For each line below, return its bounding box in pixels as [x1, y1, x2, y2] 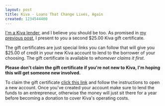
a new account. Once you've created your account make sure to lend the [5, 85, 155, 91]
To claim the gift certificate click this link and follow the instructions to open [5, 79, 160, 85]
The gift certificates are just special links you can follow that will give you [5, 45, 155, 51]
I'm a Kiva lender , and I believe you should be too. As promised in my [5, 30, 147, 36]
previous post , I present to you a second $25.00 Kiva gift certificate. [5, 35, 145, 41]
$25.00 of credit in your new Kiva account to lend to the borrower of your [5, 50, 156, 56]
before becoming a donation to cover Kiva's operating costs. [5, 95, 129, 101]
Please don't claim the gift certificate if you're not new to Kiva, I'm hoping [5, 65, 161, 71]
